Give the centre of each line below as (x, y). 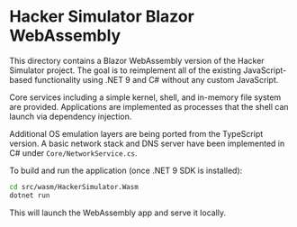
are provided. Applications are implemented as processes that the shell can (149, 106)
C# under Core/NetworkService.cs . (73, 153)
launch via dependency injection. (71, 116)
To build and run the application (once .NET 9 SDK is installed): (126, 170)
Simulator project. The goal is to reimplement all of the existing (125, 70)
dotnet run (30, 195)
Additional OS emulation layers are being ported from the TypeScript (136, 133)
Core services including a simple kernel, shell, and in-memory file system (145, 97)
